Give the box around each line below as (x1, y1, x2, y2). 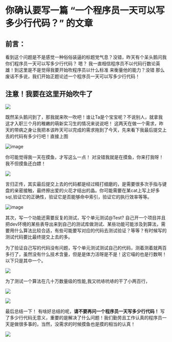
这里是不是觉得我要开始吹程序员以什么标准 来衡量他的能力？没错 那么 (18, 67, 165, 73)
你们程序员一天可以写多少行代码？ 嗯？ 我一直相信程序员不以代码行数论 (5, 61, 156, 67)
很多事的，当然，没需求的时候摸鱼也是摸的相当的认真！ (18, 321, 136, 327)
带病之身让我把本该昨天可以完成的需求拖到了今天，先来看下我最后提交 (14, 127, 162, 133)
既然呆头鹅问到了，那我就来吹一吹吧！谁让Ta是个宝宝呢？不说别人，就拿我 (5, 114, 163, 120)
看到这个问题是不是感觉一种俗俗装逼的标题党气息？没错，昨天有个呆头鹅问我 (5, 54, 167, 60)
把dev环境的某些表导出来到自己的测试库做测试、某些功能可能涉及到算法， (5, 221, 161, 227)
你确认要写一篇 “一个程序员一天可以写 (5, 5, 165, 16)
